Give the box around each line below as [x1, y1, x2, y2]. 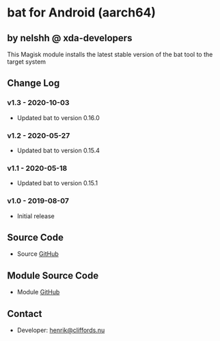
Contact [7, 307, 42, 320]
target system [7, 58, 46, 66]
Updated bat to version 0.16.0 [16, 113, 100, 121]
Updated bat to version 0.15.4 [16, 146, 100, 154]
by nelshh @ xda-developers [7, 32, 133, 44]
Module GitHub [16, 288, 60, 296]
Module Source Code [7, 270, 99, 281]
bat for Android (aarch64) [7, 5, 156, 21]
